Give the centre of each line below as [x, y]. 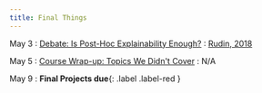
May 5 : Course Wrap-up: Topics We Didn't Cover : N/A [113, 60]
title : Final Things [49, 18]
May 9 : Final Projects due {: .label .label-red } [95, 79]
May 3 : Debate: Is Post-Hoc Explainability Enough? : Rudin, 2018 [131, 43]
